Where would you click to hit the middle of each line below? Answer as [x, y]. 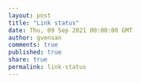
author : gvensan [35, 38]
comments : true [33, 45]
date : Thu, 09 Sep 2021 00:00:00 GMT [70, 30]
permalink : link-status [48, 67]
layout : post [30, 15]
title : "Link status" [44, 23]
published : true [35, 52]
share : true [28, 60]
